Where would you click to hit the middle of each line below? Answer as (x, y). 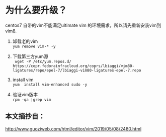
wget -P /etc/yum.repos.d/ (43, 61)
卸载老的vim (25, 41)
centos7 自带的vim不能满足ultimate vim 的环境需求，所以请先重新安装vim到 (83, 25)
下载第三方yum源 (30, 56)
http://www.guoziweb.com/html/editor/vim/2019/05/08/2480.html (73, 128)
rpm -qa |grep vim (32, 99)
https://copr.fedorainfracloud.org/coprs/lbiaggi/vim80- (73, 66)
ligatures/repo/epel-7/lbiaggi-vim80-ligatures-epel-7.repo (77, 70)
